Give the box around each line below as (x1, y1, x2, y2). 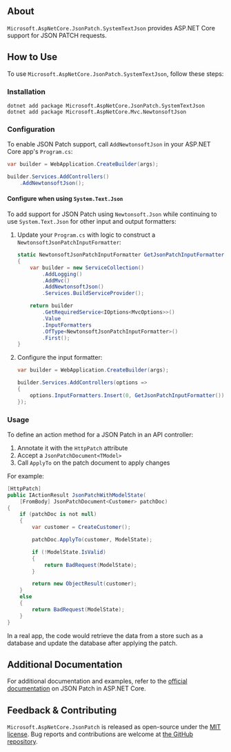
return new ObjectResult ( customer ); (32, 580, 137, 588)
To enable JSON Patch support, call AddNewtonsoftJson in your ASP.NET (7, 140, 212, 148)
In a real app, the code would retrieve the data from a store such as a (7, 631, 203, 639)
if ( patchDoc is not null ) (19, 511, 97, 518)
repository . (7, 737, 38, 746)
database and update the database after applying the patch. (7, 639, 178, 647)
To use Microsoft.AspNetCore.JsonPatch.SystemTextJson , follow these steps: (7, 69, 224, 78)
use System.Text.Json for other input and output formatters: (7, 218, 177, 226)
